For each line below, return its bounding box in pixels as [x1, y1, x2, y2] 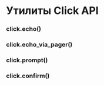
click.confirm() [6, 72, 50, 80]
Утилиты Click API [6, 4, 99, 17]
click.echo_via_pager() [6, 41, 73, 49]
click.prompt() [6, 56, 48, 64]
